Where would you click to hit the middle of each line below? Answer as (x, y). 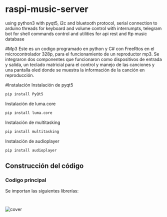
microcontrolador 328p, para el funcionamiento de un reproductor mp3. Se (82, 54)
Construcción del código (44, 166)
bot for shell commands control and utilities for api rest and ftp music (76, 33)
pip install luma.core (29, 113)
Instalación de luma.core (30, 103)
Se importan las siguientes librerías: (42, 191)
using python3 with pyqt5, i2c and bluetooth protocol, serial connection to (81, 23)
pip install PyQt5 (24, 94)
